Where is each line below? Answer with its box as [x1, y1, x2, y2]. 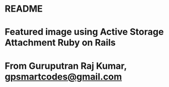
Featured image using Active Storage [5, 26, 164, 38]
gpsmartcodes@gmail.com [5, 71, 122, 82]
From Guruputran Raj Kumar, [5, 60, 127, 71]
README [5, 3, 43, 15]
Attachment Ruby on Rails [5, 37, 116, 49]
